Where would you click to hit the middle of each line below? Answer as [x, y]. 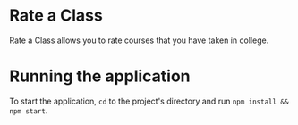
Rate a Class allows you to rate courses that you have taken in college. [139, 40]
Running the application [100, 76]
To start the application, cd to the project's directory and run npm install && [149, 101]
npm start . [29, 110]
